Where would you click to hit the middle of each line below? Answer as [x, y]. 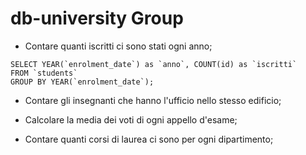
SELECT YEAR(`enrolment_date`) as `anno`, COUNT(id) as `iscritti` [154, 64]
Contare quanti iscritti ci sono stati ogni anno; [118, 46]
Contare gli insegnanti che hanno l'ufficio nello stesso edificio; [153, 100]
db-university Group [97, 18]
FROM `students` [44, 73]
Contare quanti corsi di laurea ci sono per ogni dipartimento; [149, 139]
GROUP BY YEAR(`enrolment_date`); [82, 82]
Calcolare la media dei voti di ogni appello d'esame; [131, 119]
